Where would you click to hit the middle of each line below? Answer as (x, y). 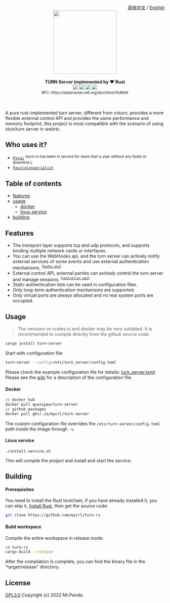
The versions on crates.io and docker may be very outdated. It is (85, 329)
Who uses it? (26, 145)
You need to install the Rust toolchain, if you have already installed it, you (81, 501)
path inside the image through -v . (40, 429)
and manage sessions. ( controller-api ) (51, 279)
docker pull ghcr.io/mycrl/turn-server (47, 414)
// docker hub (20, 400)
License (18, 583)
